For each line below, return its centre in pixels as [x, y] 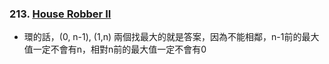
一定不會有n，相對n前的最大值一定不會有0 [119, 49]
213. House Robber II [60, 14]
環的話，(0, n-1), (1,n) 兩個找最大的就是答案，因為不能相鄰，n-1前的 [162, 37]
